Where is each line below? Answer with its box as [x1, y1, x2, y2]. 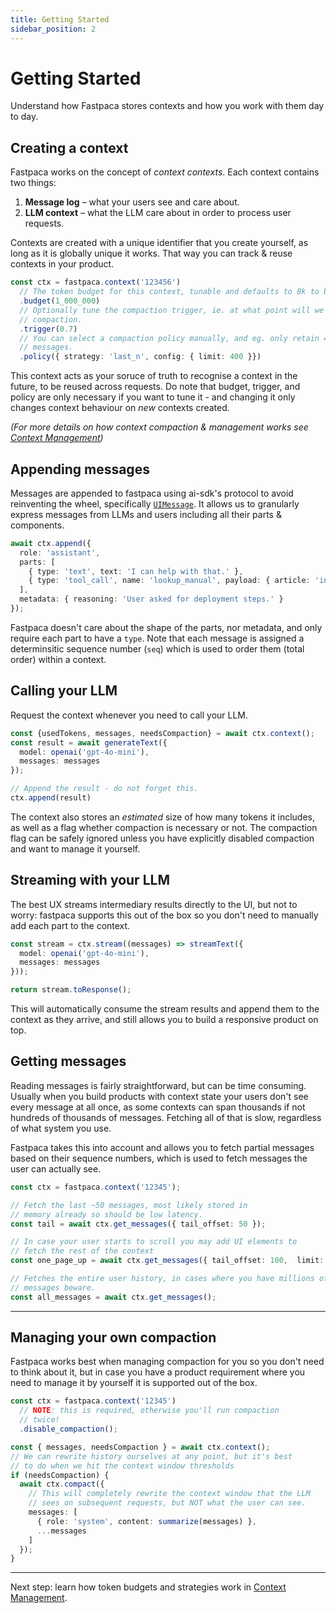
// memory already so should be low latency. [10, 1209, 203, 1220]
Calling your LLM [10, 682, 118, 700]
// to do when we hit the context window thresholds [10, 1461, 235, 1471]
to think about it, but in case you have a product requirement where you [10, 1366, 306, 1378]
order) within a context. [10, 653, 107, 665]
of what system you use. [10, 1122, 112, 1134]
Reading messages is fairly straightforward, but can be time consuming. [10, 1079, 307, 1091]
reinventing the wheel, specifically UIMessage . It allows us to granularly [10, 497, 300, 510]
